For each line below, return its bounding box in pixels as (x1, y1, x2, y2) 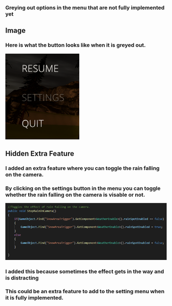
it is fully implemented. (5, 294, 64, 301)
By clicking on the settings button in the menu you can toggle (5, 185, 161, 192)
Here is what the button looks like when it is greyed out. (5, 41, 146, 49)
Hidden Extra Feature (5, 149, 74, 158)
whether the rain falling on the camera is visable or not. (5, 191, 145, 198)
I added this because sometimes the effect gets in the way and (5, 268, 164, 275)
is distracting (5, 274, 39, 281)
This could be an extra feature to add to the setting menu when (5, 288, 165, 295)
